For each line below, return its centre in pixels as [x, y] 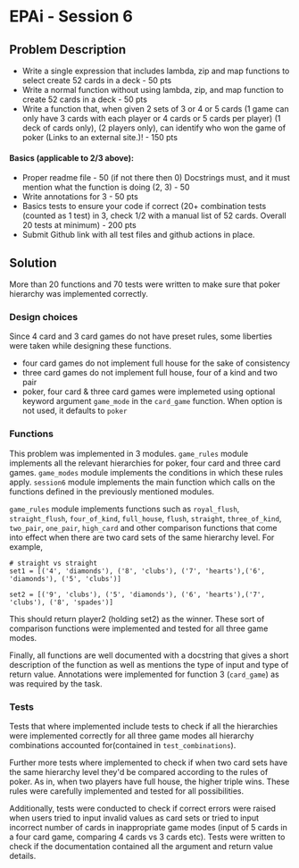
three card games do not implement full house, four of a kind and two [150, 373]
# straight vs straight [54, 563]
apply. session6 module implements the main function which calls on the [142, 482]
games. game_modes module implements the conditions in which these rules [146, 472]
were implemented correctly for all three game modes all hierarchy [132, 736]
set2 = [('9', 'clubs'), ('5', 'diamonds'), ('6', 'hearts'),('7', [137, 594]
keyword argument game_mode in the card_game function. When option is [152, 401]
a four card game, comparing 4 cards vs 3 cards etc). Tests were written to [147, 837]
